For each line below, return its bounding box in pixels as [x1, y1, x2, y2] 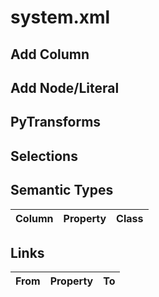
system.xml [10, 6, 111, 29]
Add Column [10, 46, 90, 63]
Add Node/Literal [10, 79, 120, 96]
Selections [10, 147, 78, 165]
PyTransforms [10, 114, 102, 131]
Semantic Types [10, 182, 114, 199]
